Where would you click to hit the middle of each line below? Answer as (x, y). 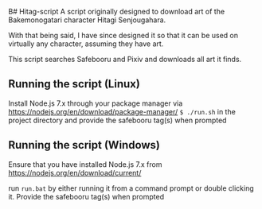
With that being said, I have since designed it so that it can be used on (123, 35)
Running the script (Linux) (74, 84)
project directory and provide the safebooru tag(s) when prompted (117, 120)
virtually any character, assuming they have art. (86, 44)
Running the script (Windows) (84, 145)
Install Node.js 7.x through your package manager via (96, 103)
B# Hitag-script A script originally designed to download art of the (117, 12)
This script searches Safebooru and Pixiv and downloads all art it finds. (125, 59)
